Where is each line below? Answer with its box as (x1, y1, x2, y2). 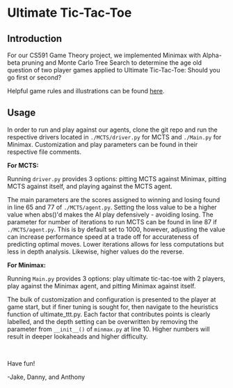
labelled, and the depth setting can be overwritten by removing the (7, 317, 198, 325)
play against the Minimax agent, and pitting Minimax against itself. (7, 281, 196, 290)
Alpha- (202, 51, 223, 59)
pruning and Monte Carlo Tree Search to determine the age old (22, 59, 202, 67)
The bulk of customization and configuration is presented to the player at (7, 295, 216, 304)
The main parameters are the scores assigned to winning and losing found (7, 195, 220, 203)
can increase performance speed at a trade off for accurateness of (7, 232, 200, 241)
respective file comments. (7, 148, 82, 156)
